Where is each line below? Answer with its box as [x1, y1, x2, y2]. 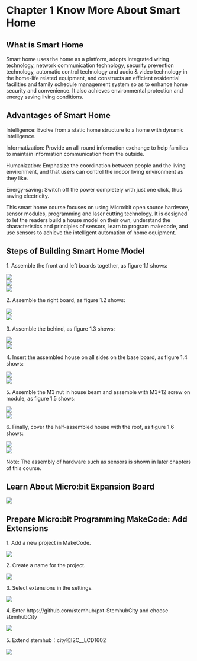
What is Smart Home [6, 40, 84, 50]
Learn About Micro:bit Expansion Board [6, 482, 155, 492]
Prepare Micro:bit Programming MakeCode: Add [6, 514, 188, 524]
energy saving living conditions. [6, 93, 84, 100]
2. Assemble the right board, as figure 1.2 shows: [6, 296, 125, 303]
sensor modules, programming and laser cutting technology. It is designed [6, 210, 188, 217]
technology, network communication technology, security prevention [6, 62, 175, 69]
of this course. [6, 464, 41, 472]
